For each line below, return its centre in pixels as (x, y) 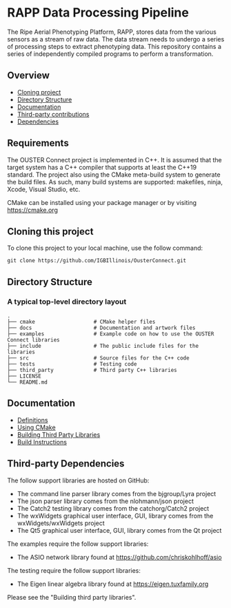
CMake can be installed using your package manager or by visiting (102, 202)
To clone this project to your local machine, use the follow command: (105, 248)
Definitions (32, 420)
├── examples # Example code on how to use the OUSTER (111, 334)
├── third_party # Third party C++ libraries (92, 371)
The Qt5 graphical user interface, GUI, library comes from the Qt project (119, 530)
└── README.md (28, 382)
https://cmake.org (33, 210)
